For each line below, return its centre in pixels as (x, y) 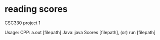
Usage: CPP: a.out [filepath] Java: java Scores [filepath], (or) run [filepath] (80, 32)
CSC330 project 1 (22, 23)
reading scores (36, 9)
